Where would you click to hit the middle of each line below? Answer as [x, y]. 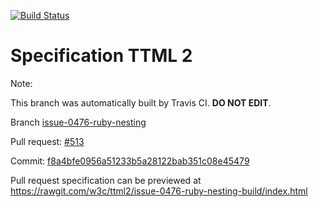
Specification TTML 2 [101, 56]
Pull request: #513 [47, 141]
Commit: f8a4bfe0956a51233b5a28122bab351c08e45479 [130, 161]
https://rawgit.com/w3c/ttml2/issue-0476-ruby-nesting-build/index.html [159, 191]
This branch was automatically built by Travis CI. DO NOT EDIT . [141, 102]
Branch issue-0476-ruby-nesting [78, 122]
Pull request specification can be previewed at [106, 180]
